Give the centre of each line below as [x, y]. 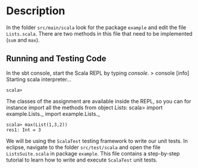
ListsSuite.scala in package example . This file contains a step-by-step [93, 153]
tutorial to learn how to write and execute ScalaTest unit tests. [82, 160]
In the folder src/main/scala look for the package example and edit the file [96, 27]
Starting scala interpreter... [39, 79]
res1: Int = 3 [24, 130]
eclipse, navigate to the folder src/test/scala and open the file [83, 147]
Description [36, 11]
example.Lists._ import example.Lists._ [53, 113]
